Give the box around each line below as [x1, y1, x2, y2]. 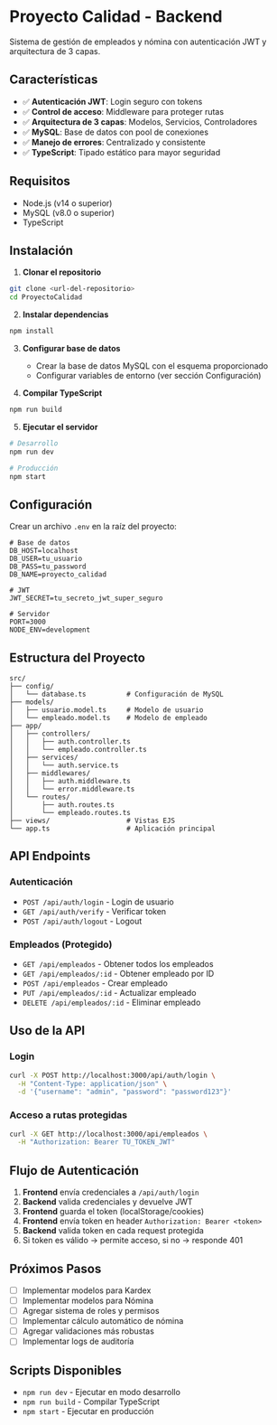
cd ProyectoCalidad [9, 293, 83, 302]
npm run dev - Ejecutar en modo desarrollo [22, 1387, 180, 1398]
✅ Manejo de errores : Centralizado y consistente [22, 136, 206, 147]
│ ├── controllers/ [9, 729, 91, 738]
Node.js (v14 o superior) [22, 197, 113, 209]
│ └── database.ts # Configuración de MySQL [9, 689, 224, 698]
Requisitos [9, 173, 70, 189]
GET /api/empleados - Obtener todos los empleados [22, 958, 214, 969]
